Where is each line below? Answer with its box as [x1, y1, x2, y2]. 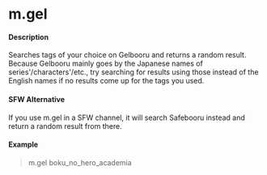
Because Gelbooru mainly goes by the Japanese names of [8, 58, 204, 69]
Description [8, 32, 49, 41]
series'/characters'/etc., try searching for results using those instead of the [8, 67, 259, 77]
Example [8, 139, 39, 150]
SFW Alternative [8, 94, 66, 104]
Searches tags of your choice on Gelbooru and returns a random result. [8, 50, 247, 60]
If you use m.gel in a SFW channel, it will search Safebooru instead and [8, 113, 245, 122]
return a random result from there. [8, 121, 123, 130]
